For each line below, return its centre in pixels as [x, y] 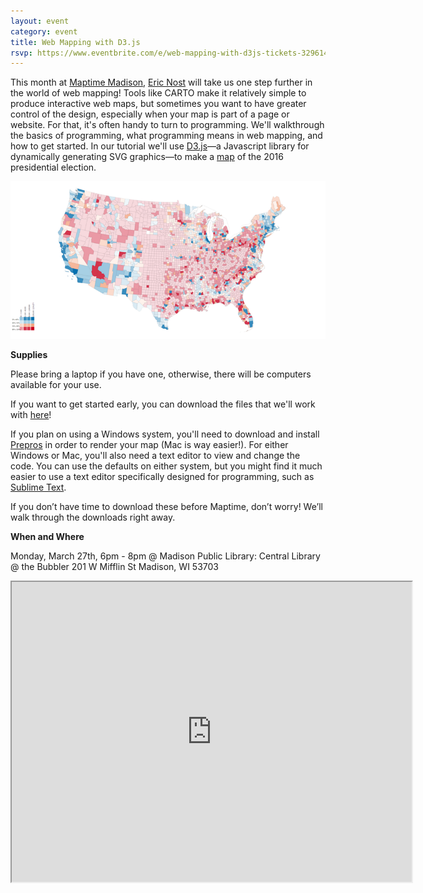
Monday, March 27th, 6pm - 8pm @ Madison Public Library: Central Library [165, 556]
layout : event [40, 21]
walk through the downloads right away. [93, 517]
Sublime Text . [38, 487]
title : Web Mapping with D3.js [75, 42]
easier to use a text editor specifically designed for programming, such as [162, 477]
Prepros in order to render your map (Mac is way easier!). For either [149, 445]
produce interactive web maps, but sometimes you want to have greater [158, 104]
